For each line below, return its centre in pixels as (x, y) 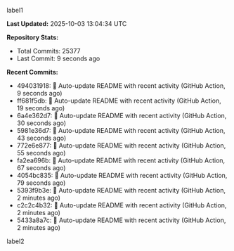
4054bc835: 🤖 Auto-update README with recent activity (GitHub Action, (122, 175)
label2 (15, 241)
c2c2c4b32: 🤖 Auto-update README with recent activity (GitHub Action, (122, 205)
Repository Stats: (33, 37)
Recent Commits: (32, 72)
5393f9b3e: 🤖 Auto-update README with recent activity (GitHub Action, (121, 190)
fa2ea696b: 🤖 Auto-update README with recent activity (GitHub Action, (121, 160)
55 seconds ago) (41, 153)
